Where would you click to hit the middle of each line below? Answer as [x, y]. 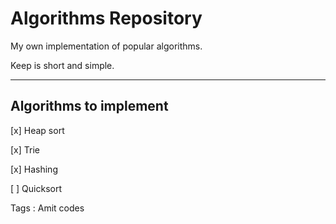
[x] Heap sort [37, 130]
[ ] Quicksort [36, 188]
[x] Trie [25, 149]
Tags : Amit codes [47, 208]
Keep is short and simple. [62, 65]
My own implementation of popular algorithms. [106, 46]
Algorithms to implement [89, 106]
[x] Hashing [34, 169]
